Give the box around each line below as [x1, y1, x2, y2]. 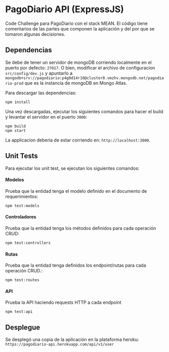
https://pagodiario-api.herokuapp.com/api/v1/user [5, 342, 114, 347]
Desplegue [5, 323, 40, 332]
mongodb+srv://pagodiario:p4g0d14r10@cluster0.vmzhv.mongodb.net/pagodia [5, 75, 164, 81]
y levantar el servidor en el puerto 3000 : [5, 114, 88, 120]
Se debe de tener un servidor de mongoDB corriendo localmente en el [5, 59, 152, 65]
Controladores [5, 214, 36, 220]
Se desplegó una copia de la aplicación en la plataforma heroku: [5, 336, 139, 343]
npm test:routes [5, 277, 39, 283]
